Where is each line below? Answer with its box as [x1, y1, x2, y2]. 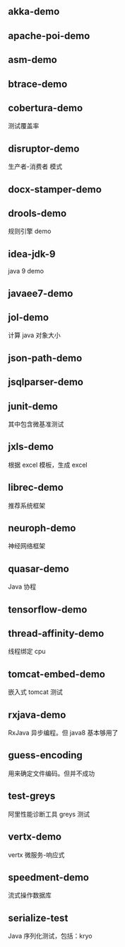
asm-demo [8, 54, 57, 66]
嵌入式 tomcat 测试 [8, 688, 63, 696]
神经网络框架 [8, 542, 45, 550]
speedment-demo [8, 871, 89, 883]
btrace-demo [8, 78, 68, 90]
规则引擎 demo [8, 227, 52, 236]
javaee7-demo [8, 287, 73, 300]
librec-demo [8, 482, 64, 494]
